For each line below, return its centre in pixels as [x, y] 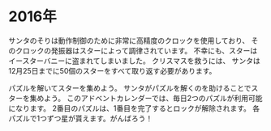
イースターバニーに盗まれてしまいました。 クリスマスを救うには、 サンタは [135, 61]
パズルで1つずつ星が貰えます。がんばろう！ [81, 118]
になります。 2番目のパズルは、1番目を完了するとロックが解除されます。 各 [134, 108]
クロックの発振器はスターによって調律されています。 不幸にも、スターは [136, 50]
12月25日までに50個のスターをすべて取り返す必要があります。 [112, 70]
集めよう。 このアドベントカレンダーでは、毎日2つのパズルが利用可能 [146, 98]
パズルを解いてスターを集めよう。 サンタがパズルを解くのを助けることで [130, 88]
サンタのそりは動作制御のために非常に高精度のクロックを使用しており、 [129, 40]
